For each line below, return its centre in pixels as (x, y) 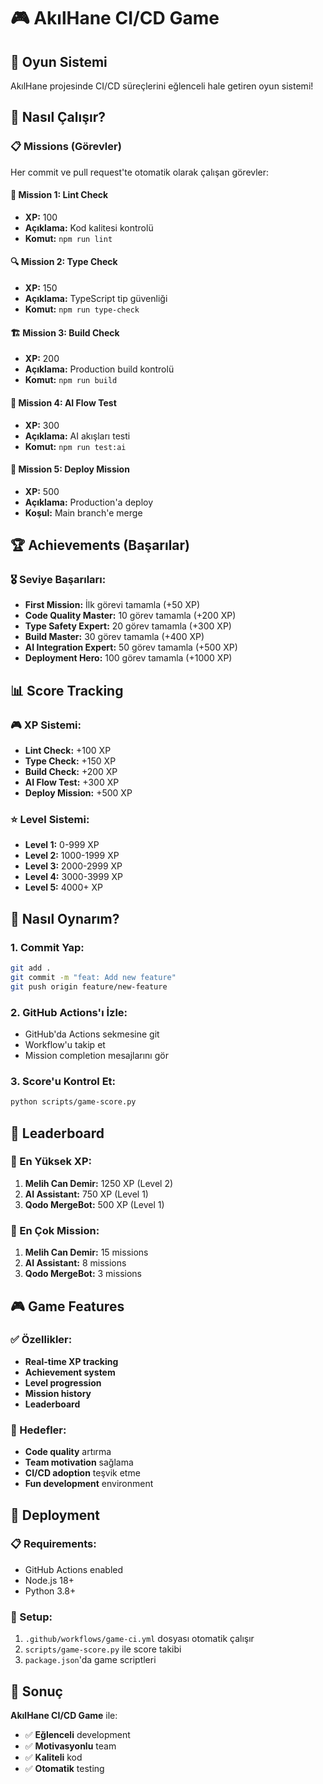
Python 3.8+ (50, 1591)
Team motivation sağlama (79, 1462)
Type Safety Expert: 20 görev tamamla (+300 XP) (128, 626)
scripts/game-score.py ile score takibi (103, 1649)
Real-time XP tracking (71, 1361)
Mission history (58, 1393)
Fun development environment (89, 1484)
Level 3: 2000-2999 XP (73, 866)
